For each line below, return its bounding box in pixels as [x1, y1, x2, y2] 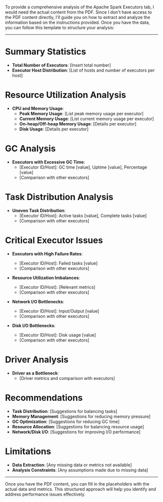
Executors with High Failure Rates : [12, 251, 83, 256]
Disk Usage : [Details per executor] [19, 126, 89, 132]
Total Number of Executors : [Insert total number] [12, 62, 111, 68]
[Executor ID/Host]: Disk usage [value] [19, 332, 96, 338]
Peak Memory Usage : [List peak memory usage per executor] [19, 110, 144, 116]
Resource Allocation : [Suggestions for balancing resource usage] [12, 424, 145, 429]
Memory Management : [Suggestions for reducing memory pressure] [12, 413, 151, 419]
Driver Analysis [5, 354, 69, 365]
